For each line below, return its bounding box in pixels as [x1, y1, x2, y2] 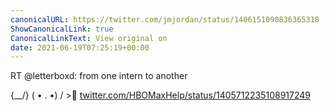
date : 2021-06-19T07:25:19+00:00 [10, 42, 150, 53]
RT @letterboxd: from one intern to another [10, 70, 188, 82]
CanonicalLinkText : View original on [10, 33, 168, 43]
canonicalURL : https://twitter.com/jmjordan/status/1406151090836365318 [10, 14, 320, 25]
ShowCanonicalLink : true [10, 24, 114, 34]
